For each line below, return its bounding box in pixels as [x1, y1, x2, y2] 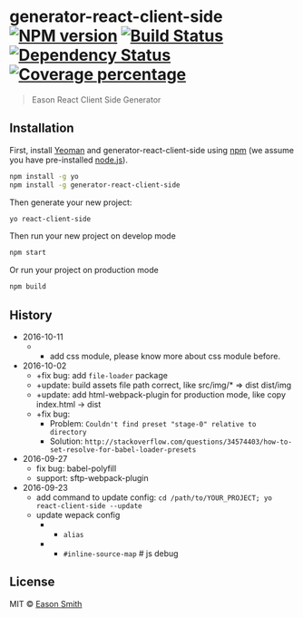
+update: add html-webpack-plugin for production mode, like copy [35, 388, 287, 400]
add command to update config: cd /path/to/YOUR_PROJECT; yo [35, 492, 272, 503]
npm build [9, 282, 47, 291]
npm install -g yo [9, 172, 79, 181]
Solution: [49, 436, 83, 446]
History [9, 307, 53, 323]
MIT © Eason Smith [9, 598, 83, 609]
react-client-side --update [35, 501, 142, 510]
